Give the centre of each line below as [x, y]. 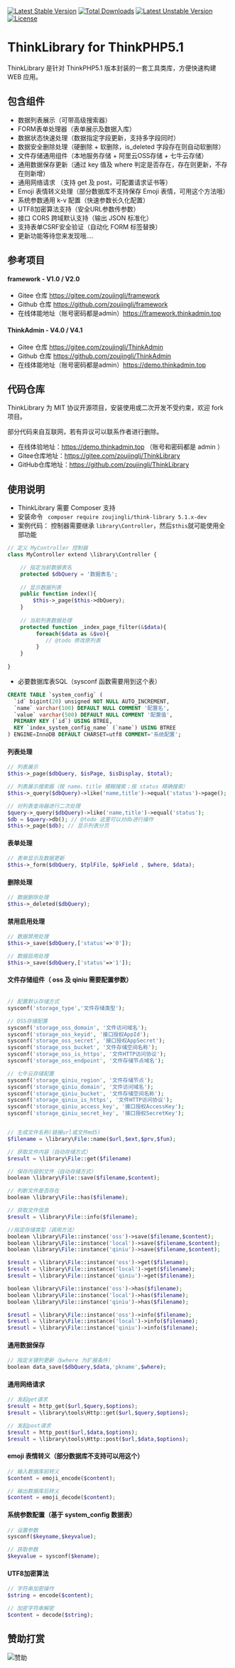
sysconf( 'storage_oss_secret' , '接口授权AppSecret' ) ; [86, 1041]
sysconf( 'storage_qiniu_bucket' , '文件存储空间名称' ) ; [86, 1093]
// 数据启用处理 [28, 957]
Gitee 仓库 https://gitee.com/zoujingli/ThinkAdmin [90, 347]
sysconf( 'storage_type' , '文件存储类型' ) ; [66, 1008]
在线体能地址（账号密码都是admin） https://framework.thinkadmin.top [119, 313]
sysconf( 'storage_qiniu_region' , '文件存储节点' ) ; [81, 1080]
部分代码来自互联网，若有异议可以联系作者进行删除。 [85, 432]
